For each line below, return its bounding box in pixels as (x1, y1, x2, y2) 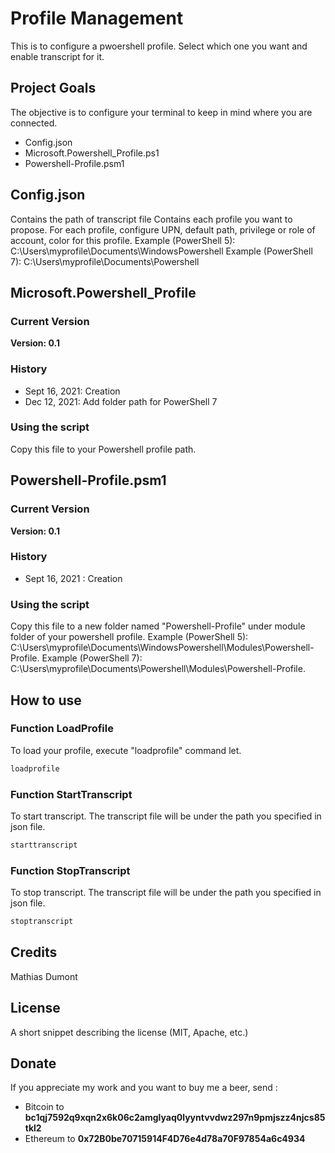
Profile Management (10, 7, 184, 30)
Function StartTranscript (10, 787, 133, 801)
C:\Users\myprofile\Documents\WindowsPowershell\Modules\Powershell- (10, 642, 315, 654)
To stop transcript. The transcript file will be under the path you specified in (10, 887, 322, 899)
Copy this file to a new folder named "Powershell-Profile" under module (10, 620, 306, 632)
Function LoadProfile (10, 722, 114, 736)
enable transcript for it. (10, 50, 105, 62)
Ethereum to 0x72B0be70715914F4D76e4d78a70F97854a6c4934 (24, 1133, 306, 1145)
